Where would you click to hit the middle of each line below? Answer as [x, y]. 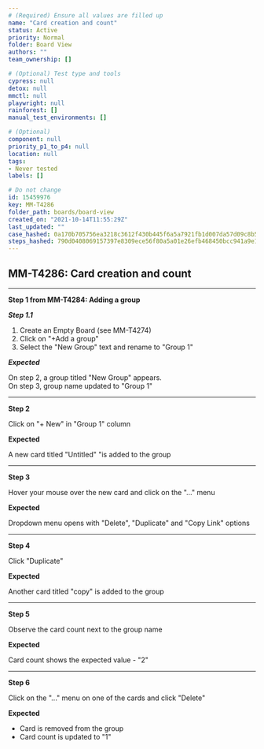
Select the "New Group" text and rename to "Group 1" [106, 347]
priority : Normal [37, 37]
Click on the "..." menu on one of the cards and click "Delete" [107, 698]
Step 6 [19, 682]
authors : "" [27, 52]
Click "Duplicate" [36, 561]
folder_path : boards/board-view [61, 212]
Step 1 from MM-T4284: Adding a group [74, 300]
